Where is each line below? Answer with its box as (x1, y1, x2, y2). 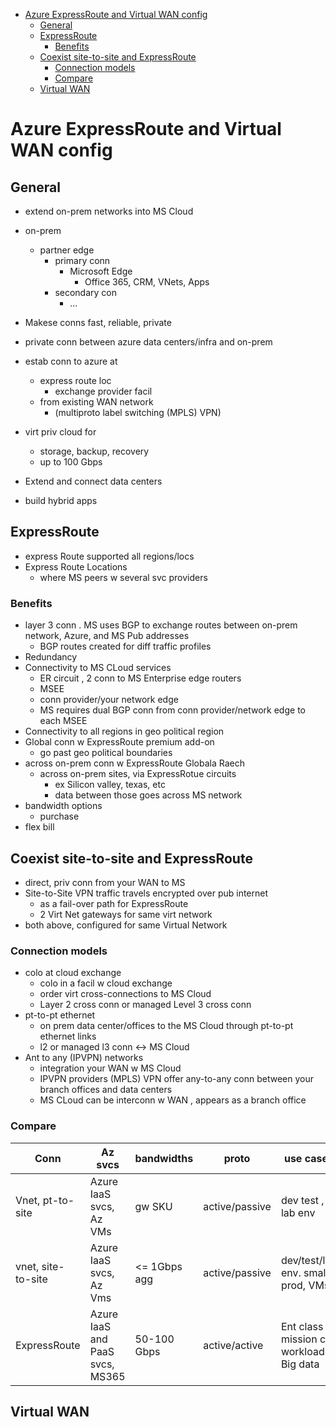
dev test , (280, 1193, 325, 1207)
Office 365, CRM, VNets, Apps (84, 276, 210, 288)
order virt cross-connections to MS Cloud (39, 988, 212, 1000)
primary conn (54, 255, 111, 266)
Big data (280, 1357, 320, 1371)
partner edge (39, 244, 95, 256)
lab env (280, 1205, 316, 1219)
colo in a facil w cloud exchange (39, 977, 173, 989)
